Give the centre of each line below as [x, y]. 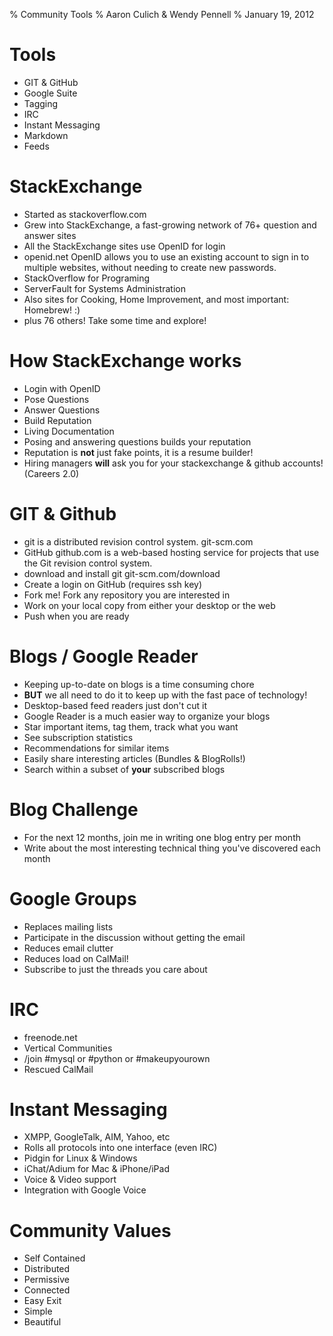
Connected [47, 1290]
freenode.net [50, 1037]
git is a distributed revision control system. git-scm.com [138, 541]
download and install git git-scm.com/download [122, 573]
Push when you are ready [76, 616]
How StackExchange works [125, 361]
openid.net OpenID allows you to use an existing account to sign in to [166, 256]
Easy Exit [42, 1301]
